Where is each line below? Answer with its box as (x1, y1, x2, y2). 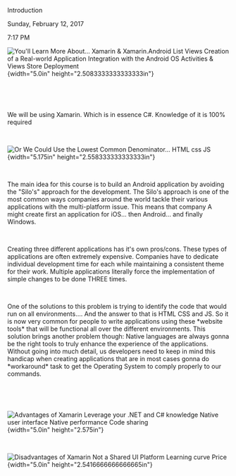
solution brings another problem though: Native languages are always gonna (7, 332, 230, 341)
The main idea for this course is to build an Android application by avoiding (7, 180, 225, 188)
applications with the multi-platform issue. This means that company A (7, 202, 213, 211)
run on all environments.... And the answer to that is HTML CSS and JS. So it (7, 310, 229, 318)
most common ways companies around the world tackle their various (7, 195, 208, 203)
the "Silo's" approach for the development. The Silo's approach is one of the (7, 188, 229, 196)
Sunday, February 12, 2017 (7, 20, 85, 28)
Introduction (7, 6, 43, 14)
